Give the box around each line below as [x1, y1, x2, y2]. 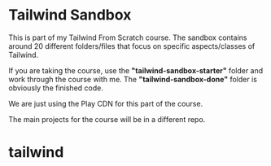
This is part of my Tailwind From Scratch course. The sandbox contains [8, 33, 247, 42]
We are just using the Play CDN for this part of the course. [8, 98, 203, 108]
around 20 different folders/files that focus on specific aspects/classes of [8, 41, 256, 50]
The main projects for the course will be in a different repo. [8, 114, 206, 124]
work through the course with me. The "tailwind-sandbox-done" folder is [8, 74, 258, 84]
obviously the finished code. [8, 83, 103, 93]
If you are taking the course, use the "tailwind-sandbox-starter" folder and [8, 65, 264, 75]
